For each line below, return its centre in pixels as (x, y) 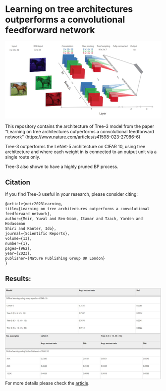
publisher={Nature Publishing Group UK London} (55, 259)
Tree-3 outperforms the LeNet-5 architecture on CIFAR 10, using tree (75, 147)
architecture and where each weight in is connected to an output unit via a (81, 152)
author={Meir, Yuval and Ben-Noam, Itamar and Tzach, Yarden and (74, 219)
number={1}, (17, 244)
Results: (18, 279)
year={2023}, (19, 254)
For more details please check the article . (48, 383)
